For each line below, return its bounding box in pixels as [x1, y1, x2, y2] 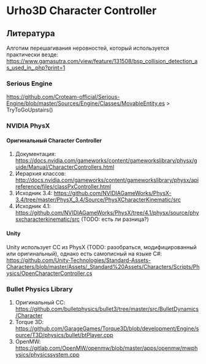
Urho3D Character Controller [6, 4, 157, 18]
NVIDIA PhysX [6, 122, 50, 130]
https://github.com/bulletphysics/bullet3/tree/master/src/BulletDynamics [15, 305, 199, 312]
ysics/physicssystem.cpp [15, 350, 80, 358]
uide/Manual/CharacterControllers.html [15, 163, 115, 171]
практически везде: [6, 51, 59, 58]
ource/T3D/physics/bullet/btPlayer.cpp [15, 331, 113, 338]
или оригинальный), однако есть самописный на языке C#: [6, 250, 162, 257]
